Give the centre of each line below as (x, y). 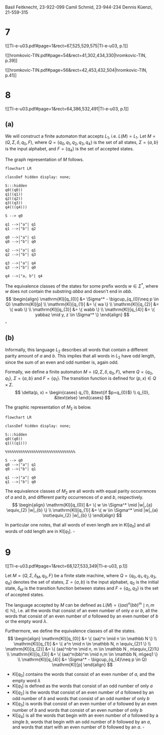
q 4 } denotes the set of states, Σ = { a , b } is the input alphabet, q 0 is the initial (82, 582)
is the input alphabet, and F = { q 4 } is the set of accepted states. (70, 149)
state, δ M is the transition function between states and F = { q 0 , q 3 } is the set (82, 589)
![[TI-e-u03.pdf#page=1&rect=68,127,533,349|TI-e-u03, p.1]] (66, 566)
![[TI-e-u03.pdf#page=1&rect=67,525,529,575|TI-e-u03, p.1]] (67, 46)
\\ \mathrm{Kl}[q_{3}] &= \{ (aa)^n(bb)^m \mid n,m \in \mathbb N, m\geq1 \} (82, 654)
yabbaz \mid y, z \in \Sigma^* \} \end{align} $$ (82, 315)
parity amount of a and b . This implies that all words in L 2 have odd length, (80, 357)
